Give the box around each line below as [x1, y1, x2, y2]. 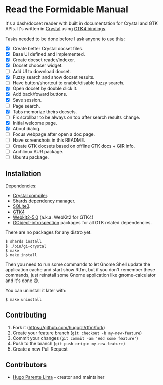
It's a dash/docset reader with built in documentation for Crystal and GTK [5, 20, 158, 26]
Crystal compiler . [12, 193, 49, 198]
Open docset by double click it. [12, 85, 78, 92]
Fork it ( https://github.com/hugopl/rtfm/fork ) [12, 324, 105, 330]
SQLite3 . [12, 203, 31, 209]
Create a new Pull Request [12, 346, 68, 352]
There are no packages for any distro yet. [5, 229, 92, 235]
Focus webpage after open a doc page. [12, 131, 95, 137]
